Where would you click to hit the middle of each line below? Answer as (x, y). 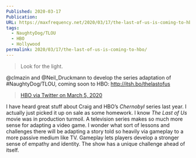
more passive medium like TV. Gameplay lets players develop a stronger (93, 138)
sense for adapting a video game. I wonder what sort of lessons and (88, 125)
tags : (13, 28)
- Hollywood (26, 44)
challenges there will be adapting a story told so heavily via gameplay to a (95, 131)
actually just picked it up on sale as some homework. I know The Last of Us (97, 112)
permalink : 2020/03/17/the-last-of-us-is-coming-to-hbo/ (77, 50)
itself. (13, 150)
